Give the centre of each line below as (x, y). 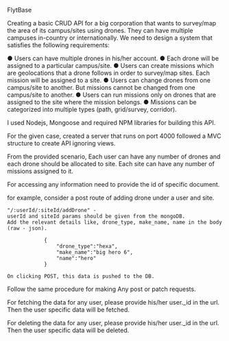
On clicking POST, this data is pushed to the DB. (81, 277)
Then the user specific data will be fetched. (69, 309)
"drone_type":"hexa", (87, 246)
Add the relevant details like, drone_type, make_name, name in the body (115, 222)
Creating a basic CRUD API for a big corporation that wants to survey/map (112, 23)
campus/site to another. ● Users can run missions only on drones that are (112, 95)
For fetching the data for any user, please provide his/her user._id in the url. (113, 302)
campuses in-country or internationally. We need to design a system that (110, 38)
